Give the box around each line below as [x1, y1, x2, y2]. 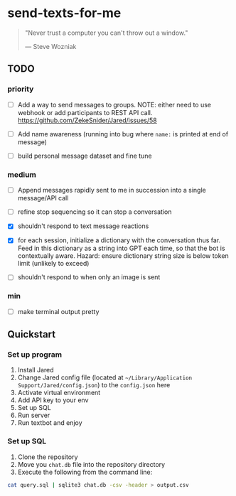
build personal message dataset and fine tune [17, 151, 152, 160]
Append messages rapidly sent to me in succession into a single [17, 186, 206, 195]
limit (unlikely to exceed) [17, 259, 90, 268]
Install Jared [17, 366, 55, 374]
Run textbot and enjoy [17, 419, 83, 427]
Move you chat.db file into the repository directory [17, 460, 166, 468]
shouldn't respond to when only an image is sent [17, 273, 161, 281]
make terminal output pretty [17, 307, 100, 316]
